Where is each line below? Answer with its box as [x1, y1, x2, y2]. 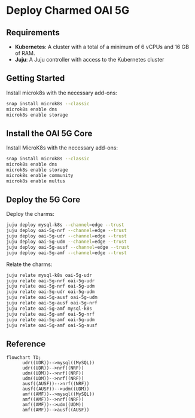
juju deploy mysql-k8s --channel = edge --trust [6, 222, 124, 228]
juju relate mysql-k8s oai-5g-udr [6, 272, 93, 278]
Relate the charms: [6, 261, 53, 268]
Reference [6, 338, 46, 349]
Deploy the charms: [6, 210, 55, 218]
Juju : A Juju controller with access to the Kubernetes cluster [14, 56, 164, 63]
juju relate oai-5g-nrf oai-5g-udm [6, 283, 95, 289]
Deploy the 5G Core [6, 195, 81, 205]
